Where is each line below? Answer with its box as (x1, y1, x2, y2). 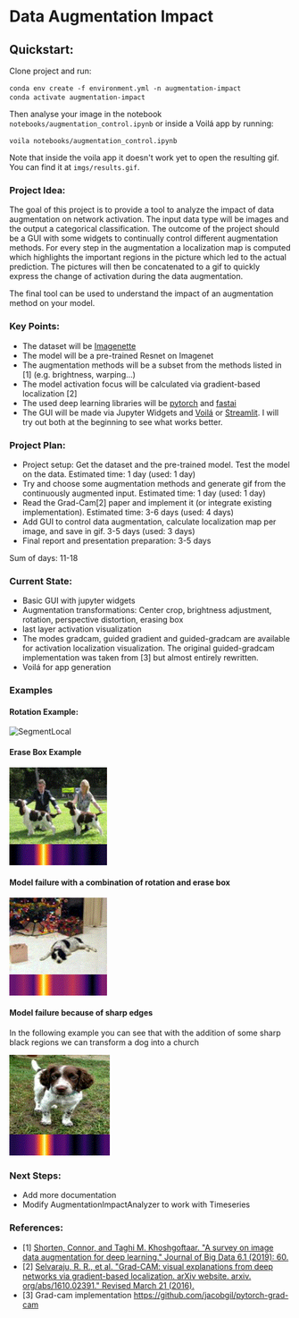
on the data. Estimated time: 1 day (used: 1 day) (21, 468, 196, 480)
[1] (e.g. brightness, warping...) (21, 369, 137, 379)
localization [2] (21, 387, 78, 399)
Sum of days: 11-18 (9, 552, 79, 563)
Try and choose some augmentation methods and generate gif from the (21, 478, 287, 489)
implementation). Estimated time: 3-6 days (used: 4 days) (21, 506, 235, 517)
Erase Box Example (9, 746, 82, 757)
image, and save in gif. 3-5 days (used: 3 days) (21, 525, 195, 536)
